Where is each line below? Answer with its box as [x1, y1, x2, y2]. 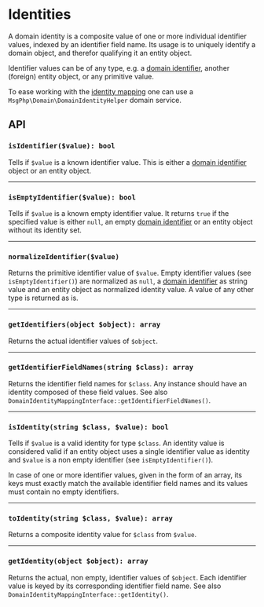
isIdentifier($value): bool [8, 141, 115, 151]
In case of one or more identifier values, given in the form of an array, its [8, 470, 242, 480]
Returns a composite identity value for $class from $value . [8, 530, 197, 539]
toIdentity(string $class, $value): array [8, 514, 173, 523]
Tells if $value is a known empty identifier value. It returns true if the [8, 208, 229, 218]
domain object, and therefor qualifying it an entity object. [8, 48, 192, 57]
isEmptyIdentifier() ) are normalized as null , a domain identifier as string [8, 276, 247, 286]
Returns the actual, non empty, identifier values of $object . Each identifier [8, 572, 247, 582]
